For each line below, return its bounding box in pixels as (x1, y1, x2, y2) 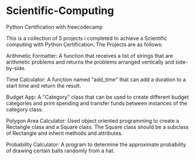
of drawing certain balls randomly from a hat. (6, 147, 115, 154)
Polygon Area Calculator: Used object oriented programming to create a (6, 117, 180, 124)
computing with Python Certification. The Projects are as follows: (6, 41, 163, 48)
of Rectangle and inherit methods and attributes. (6, 130, 123, 137)
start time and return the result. (6, 82, 81, 89)
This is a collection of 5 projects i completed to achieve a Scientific (6, 34, 167, 41)
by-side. (6, 64, 26, 71)
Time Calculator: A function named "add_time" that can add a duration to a (6, 76, 186, 83)
